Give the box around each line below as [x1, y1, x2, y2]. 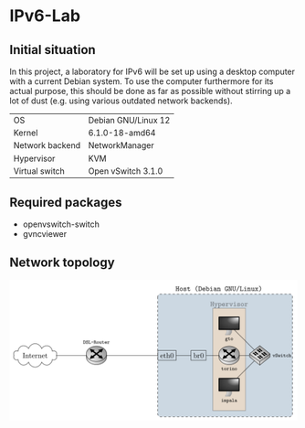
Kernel [13, 127, 38, 138]
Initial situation [9, 42, 96, 58]
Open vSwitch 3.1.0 [88, 166, 163, 177]
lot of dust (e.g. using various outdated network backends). [9, 95, 233, 106]
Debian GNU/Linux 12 [88, 114, 171, 125]
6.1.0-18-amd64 [88, 127, 156, 138]
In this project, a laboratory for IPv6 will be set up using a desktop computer [9, 66, 295, 77]
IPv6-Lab [9, 5, 80, 27]
